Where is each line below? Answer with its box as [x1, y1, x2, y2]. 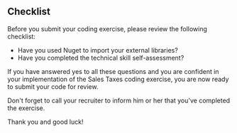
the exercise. [7, 103, 45, 112]
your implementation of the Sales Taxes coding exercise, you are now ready [7, 75, 229, 83]
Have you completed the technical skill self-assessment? [17, 53, 184, 62]
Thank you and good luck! [7, 117, 84, 126]
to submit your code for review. [7, 82, 99, 91]
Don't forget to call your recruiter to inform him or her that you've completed [7, 96, 231, 105]
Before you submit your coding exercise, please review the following [7, 24, 208, 33]
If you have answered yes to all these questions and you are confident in [7, 67, 219, 75]
